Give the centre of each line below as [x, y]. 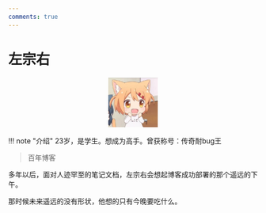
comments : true [33, 17]
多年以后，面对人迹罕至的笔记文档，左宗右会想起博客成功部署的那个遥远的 [129, 175]
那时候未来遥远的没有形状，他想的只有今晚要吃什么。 [95, 201]
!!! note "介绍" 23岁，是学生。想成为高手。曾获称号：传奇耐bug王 [115, 141]
